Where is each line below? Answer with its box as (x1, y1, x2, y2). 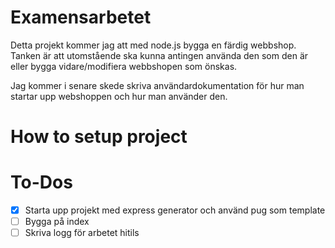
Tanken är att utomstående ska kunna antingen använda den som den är (10, 49, 309, 61)
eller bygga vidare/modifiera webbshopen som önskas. (10, 60, 238, 72)
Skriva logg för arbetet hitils (24, 227, 140, 239)
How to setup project (10, 126, 188, 148)
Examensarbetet (10, 6, 152, 29)
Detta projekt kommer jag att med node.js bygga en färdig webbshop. (10, 39, 297, 51)
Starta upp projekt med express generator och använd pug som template (24, 204, 326, 216)
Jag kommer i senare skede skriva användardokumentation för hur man (10, 79, 305, 91)
